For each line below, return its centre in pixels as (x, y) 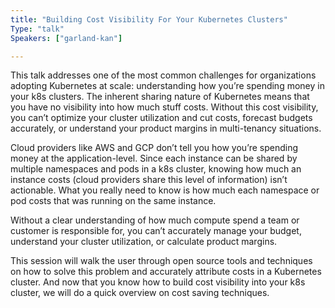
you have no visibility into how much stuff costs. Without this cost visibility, (164, 107)
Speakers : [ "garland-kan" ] (66, 38)
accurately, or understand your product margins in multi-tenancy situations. (166, 128)
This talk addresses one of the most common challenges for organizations (163, 75)
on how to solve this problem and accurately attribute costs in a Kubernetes (166, 272)
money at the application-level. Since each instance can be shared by (154, 158)
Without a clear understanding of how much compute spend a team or (155, 220)
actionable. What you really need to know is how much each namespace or (165, 190)
